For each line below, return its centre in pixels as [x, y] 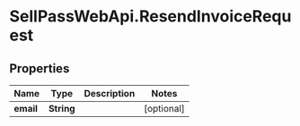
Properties [40, 68]
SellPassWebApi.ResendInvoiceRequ [150, 17]
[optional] [164, 109]
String [62, 109]
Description [110, 93]
